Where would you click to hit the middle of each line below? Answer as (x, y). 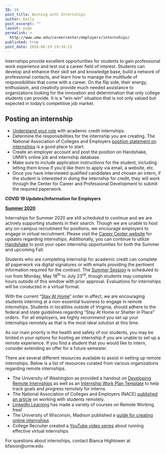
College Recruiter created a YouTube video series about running (78, 426)
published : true (22, 42)
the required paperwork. (37, 189)
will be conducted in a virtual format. (43, 287)
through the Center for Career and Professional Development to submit (85, 184)
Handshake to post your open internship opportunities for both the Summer (82, 244)
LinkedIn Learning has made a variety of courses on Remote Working (83, 405)
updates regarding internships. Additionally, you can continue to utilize (77, 239)
